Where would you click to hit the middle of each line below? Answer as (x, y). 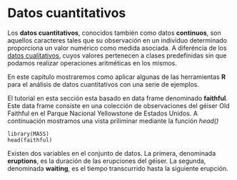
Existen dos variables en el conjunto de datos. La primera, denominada (112, 153)
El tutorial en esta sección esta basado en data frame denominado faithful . (118, 98)
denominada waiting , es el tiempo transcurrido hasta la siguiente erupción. (118, 168)
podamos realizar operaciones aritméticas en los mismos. (92, 63)
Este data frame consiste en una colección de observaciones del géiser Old (118, 105)
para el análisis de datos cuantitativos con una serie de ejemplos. (104, 84)
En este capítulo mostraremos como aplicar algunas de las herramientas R (117, 77)
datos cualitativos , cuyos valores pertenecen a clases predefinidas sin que (117, 55)
